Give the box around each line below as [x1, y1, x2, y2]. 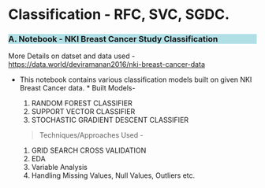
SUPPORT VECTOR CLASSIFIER [31, 107, 136, 116]
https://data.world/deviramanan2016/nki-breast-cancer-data [8, 60, 205, 69]
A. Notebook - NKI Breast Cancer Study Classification [8, 34, 218, 45]
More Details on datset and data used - [8, 51, 136, 61]
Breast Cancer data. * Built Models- [19, 83, 136, 93]
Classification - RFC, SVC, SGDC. [8, 6, 230, 24]
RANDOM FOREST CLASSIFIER [31, 98, 132, 108]
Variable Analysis [31, 163, 88, 172]
